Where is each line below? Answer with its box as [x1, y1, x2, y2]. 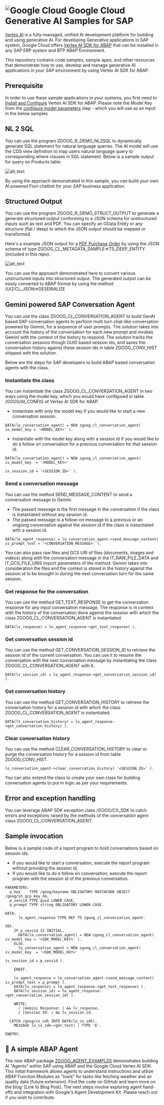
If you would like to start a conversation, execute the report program [12, 860, 150, 866]
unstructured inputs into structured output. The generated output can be [5, 276, 151, 282]
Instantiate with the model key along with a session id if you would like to [12, 436, 159, 442]
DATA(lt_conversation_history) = [5, 719, 73, 724]
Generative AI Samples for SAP [5, 15, 134, 27]
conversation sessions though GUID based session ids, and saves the [5, 340, 146, 346]
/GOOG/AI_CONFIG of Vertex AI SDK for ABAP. [5, 399, 99, 405]
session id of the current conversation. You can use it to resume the [5, 652, 142, 658]
